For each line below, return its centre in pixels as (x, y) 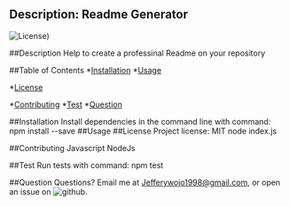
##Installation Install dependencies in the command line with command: (140, 121)
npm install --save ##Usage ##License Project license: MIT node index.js (143, 131)
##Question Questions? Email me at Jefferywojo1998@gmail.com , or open (145, 182)
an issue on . (48, 191)
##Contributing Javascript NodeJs (72, 148)
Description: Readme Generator (99, 15)
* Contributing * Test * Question (66, 104)
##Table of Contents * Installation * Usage (86, 70)
